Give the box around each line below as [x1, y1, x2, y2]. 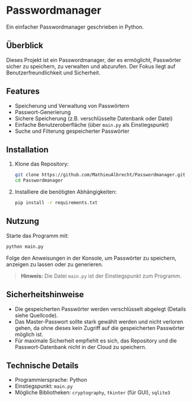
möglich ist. [14, 331, 43, 338]
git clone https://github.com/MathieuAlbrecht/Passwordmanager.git [14, 172, 185, 178]
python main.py [6, 244, 44, 250]
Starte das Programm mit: [6, 232, 70, 239]
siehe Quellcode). [14, 311, 58, 319]
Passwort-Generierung [14, 108, 71, 116]
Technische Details [6, 360, 79, 370]
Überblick [6, 40, 43, 51]
